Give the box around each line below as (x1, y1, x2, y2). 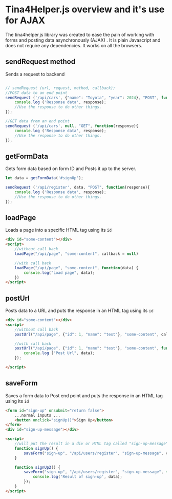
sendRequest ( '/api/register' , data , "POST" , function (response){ (5, 185, 150, 190)
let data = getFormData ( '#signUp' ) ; (5, 176, 83, 181)
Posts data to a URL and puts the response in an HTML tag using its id (5, 307, 154, 314)
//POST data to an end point (5, 90, 68, 96)
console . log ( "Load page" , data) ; (24, 270, 95, 275)
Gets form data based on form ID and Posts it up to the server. (5, 165, 137, 172)
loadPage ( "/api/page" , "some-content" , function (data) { (14, 265, 139, 270)
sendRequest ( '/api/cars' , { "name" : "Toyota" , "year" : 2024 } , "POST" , (5, 95, 159, 100)
